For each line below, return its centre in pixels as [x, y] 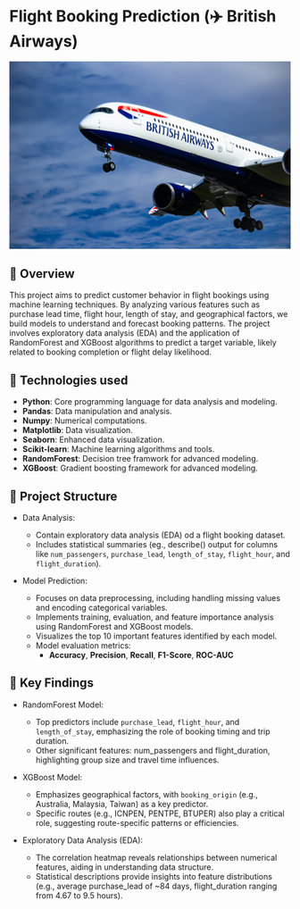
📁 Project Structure [63, 496]
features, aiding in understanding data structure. [125, 867]
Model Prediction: [54, 581]
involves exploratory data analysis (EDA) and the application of [125, 333]
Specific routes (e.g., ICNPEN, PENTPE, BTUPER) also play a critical [160, 813]
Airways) [44, 42]
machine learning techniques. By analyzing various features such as [135, 304]
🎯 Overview [42, 274]
